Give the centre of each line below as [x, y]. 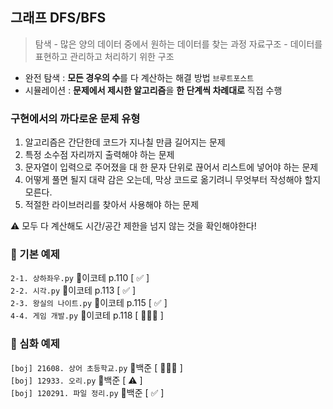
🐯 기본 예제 [35, 255]
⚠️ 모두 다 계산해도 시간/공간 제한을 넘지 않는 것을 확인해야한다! [133, 226]
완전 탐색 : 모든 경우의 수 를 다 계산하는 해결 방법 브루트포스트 [139, 77]
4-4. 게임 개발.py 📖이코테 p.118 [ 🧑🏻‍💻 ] [87, 315]
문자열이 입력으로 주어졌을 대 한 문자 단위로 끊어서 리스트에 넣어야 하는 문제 [171, 167]
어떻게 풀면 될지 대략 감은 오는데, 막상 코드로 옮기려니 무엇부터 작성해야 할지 [173, 180]
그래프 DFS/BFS [58, 18]
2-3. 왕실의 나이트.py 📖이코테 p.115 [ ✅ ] [89, 303]
